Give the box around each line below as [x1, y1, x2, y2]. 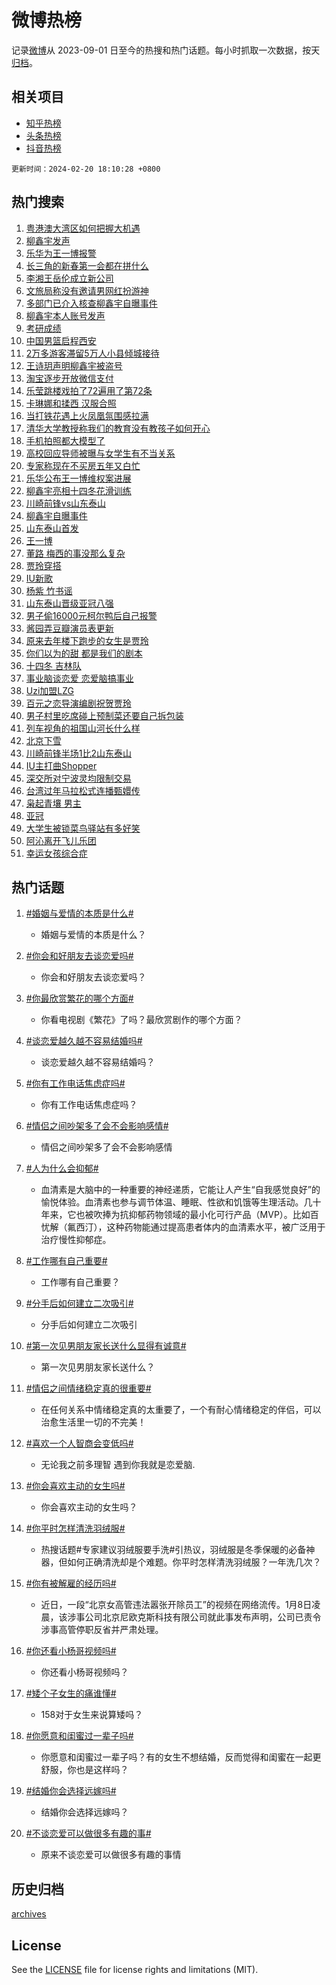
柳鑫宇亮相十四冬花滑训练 [25, 484, 132, 496]
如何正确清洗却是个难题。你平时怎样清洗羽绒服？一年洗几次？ [67, 1556, 322, 1568]
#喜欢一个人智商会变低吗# [25, 1437, 134, 1450]
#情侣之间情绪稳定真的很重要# [25, 1382, 152, 1395]
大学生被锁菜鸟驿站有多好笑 [25, 822, 141, 834]
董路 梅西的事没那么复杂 [25, 547, 126, 559]
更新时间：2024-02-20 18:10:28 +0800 [11, 164, 161, 174]
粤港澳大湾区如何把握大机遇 [25, 222, 141, 234]
